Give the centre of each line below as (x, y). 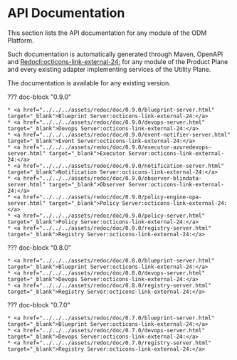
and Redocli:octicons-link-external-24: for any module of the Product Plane (118, 61)
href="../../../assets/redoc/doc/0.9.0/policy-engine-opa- (112, 197)
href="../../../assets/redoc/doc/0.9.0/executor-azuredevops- (117, 147)
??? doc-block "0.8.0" (39, 248)
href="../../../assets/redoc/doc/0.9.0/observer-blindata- (112, 178)
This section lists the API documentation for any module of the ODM (107, 33)
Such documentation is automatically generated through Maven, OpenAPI (115, 54)
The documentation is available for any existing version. (89, 83)
